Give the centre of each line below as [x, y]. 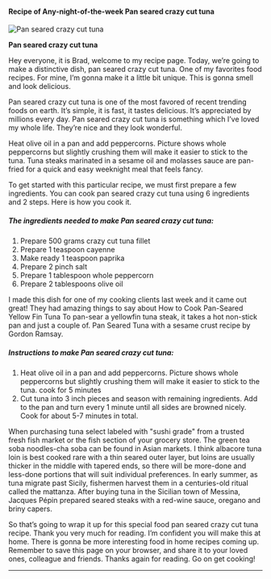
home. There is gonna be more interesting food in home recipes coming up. [134, 542]
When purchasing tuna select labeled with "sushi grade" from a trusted [126, 432]
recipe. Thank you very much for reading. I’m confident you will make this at [135, 533]
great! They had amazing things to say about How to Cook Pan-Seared [126, 308]
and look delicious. [40, 87]
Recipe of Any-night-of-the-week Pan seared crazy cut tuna [112, 11]
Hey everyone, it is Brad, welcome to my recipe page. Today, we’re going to [134, 61]
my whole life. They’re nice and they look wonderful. [96, 128]
